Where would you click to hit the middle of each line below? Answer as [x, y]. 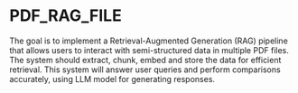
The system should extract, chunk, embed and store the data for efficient [145, 60]
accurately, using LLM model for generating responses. [112, 79]
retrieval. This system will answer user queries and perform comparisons [145, 70]
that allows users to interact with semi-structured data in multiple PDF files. [149, 50]
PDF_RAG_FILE [65, 16]
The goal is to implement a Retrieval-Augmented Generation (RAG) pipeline [149, 41]
